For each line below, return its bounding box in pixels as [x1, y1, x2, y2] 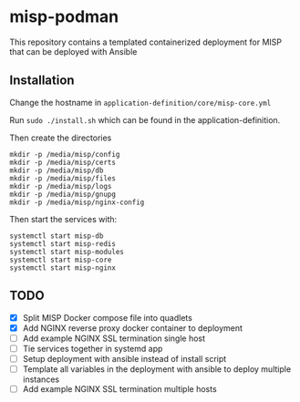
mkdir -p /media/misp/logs [9, 181, 112, 191]
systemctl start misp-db [9, 231, 104, 241]
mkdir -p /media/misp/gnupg [9, 190, 117, 199]
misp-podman [9, 6, 119, 27]
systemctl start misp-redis [9, 239, 117, 248]
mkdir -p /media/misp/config [9, 149, 120, 159]
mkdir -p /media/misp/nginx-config [9, 198, 145, 207]
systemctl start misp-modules [9, 247, 125, 256]
